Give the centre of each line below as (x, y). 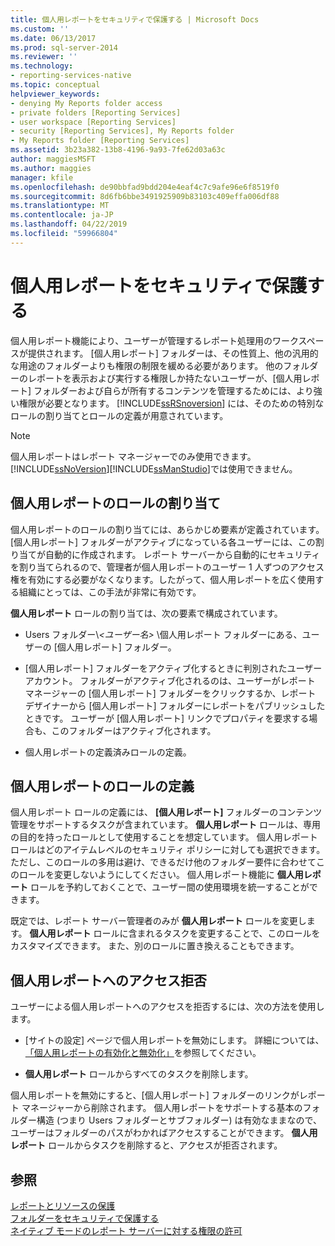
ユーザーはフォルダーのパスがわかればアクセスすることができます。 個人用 (164, 1133)
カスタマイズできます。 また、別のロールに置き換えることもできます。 (155, 946)
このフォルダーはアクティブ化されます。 (134, 730)
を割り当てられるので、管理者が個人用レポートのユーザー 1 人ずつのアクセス (167, 567)
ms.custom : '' (40, 29)
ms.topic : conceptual (55, 85)
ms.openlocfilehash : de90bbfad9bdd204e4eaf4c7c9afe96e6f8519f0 (145, 187)
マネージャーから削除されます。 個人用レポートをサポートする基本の (162, 1108)
